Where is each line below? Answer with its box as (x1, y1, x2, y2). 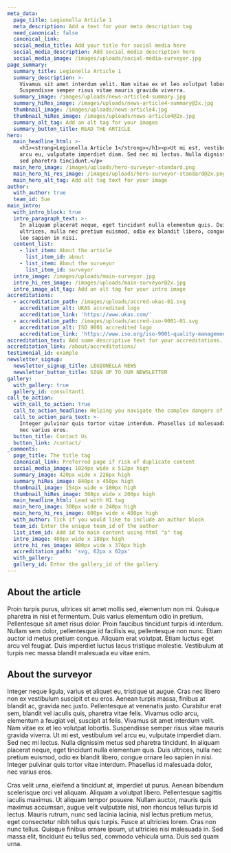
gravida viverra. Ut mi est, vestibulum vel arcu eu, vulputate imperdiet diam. (7, 731, 221, 739)
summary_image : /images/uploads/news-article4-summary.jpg (13, 94, 186, 101)
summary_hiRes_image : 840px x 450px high (13, 477, 134, 484)
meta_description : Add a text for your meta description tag (13, 23, 192, 30)
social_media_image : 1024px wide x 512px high (13, 465, 149, 472)
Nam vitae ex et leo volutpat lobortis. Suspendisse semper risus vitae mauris (7, 723, 224, 732)
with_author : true (13, 189, 67, 196)
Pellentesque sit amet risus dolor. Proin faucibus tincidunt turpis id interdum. (7, 619, 223, 628)
